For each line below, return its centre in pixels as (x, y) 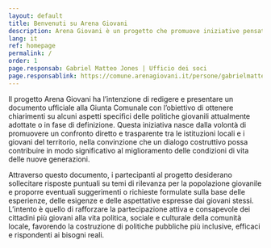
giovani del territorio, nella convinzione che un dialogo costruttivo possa (128, 141)
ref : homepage (32, 46)
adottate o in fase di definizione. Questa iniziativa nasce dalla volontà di (127, 124)
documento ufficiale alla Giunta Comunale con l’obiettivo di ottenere (121, 107)
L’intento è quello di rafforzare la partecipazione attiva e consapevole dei (129, 209)
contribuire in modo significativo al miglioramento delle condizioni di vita (129, 150)
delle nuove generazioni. (49, 159)
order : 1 (23, 61)
